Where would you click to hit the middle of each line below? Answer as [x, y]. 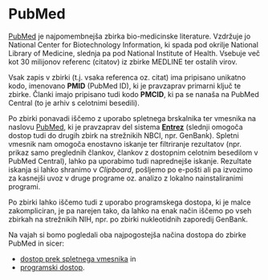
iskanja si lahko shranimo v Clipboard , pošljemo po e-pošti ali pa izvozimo [130, 169]
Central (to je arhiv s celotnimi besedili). [74, 103]
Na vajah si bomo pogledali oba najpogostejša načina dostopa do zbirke [127, 234]
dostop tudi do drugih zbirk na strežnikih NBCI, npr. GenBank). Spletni [124, 135]
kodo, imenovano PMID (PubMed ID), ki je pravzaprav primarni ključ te [125, 86]
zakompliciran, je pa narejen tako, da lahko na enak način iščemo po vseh [130, 210]
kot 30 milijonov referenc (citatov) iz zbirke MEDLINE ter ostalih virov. [123, 62]
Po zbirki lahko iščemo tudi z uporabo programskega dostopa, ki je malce [130, 202]
